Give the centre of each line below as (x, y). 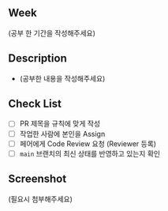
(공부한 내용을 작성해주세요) (62, 78)
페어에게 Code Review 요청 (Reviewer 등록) (88, 143)
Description (37, 58)
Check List (35, 104)
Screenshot (37, 179)
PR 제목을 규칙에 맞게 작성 (60, 124)
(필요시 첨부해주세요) (41, 199)
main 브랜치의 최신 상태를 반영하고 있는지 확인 (90, 153)
